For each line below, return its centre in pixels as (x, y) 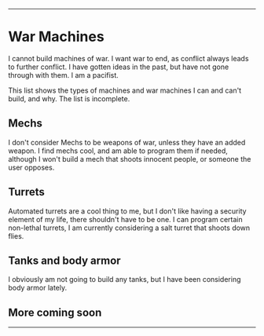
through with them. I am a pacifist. (64, 75)
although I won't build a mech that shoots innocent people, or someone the (130, 159)
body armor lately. (38, 288)
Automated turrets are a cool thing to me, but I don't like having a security (127, 211)
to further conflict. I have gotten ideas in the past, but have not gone (119, 67)
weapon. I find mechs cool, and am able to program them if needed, (118, 151)
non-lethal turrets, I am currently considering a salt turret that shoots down (129, 228)
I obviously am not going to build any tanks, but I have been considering (125, 279)
